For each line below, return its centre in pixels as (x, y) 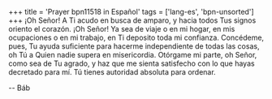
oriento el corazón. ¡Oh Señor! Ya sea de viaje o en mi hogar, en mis (122, 29)
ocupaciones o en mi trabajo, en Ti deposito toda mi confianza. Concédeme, (136, 37)
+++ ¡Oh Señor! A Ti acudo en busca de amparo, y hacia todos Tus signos (132, 20)
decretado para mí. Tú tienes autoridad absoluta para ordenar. (112, 72)
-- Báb (19, 88)
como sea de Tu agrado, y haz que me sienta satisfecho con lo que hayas (132, 63)
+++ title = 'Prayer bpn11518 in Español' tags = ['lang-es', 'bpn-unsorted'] (131, 12)
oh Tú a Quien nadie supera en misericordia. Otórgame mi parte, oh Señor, (133, 55)
